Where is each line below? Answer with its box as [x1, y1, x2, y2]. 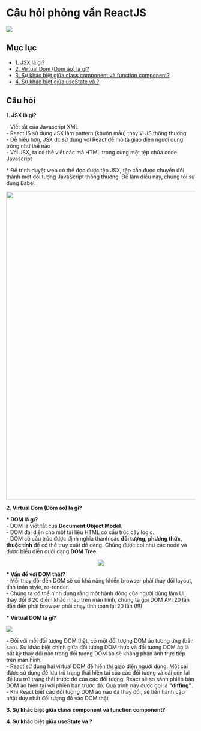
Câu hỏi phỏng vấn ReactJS [6, 6, 147, 20]
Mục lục [6, 43, 37, 53]
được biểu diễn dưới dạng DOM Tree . [6, 547, 98, 555]
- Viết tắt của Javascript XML [6, 123, 79, 130]
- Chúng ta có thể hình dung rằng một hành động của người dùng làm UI [6, 589, 185, 597]
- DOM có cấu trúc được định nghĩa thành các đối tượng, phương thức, [6, 535, 182, 542]
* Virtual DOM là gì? [6, 614, 57, 621]
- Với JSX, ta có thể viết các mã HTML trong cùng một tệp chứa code [6, 148, 178, 156]
